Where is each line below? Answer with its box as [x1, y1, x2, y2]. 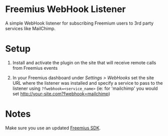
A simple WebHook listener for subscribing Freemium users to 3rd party [5, 20, 154, 26]
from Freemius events [12, 65, 58, 71]
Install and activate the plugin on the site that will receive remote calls [12, 59, 156, 66]
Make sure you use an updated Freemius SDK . [5, 124, 101, 131]
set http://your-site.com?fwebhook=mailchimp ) [12, 90, 110, 96]
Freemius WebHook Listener [5, 4, 126, 15]
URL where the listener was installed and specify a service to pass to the [12, 80, 163, 86]
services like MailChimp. [5, 25, 56, 31]
